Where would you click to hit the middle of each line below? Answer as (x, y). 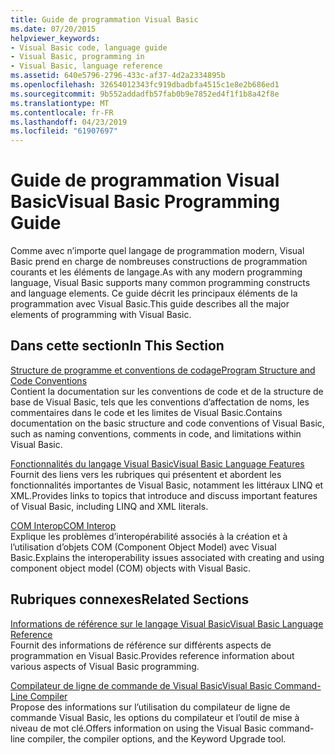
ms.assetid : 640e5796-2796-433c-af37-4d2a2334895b (118, 76)
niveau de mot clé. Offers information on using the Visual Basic (138, 728)
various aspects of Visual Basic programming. (105, 666)
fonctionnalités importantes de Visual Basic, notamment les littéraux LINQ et (167, 485)
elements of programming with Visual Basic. (101, 315)
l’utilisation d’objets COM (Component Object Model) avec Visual (143, 547)
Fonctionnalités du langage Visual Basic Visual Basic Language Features (157, 463)
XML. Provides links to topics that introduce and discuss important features (164, 495)
